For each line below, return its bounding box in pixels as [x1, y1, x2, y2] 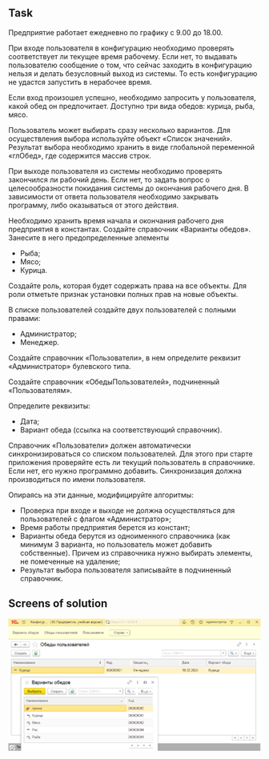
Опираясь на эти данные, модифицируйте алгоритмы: [8, 490, 194, 500]
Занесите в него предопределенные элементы [8, 232, 170, 243]
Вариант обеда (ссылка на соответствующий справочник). [19, 424, 223, 435]
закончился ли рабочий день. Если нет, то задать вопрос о [8, 175, 211, 184]
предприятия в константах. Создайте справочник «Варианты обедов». [8, 224, 251, 234]
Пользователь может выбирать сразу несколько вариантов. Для [8, 125, 231, 135]
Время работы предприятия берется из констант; [19, 522, 191, 532]
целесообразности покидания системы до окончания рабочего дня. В [8, 183, 250, 193]
